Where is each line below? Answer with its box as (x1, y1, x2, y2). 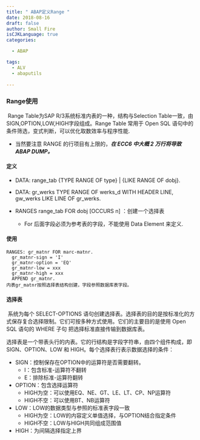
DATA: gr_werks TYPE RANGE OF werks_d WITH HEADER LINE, (15, 188, 174, 195)
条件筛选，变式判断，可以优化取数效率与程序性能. (6, 127, 130, 134)
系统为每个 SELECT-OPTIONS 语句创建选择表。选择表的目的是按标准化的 (7, 310, 190, 317)
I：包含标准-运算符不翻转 (24, 367, 87, 374)
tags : (6, 59, 20, 65)
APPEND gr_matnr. (12, 276, 56, 282)
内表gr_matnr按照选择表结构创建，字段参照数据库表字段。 (6, 282, 132, 288)
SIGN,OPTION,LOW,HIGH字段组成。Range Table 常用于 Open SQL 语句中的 (6, 120, 194, 127)
